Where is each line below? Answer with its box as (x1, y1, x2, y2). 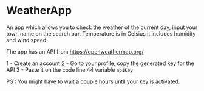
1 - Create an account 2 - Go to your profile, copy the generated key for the (6, 60, 194, 67)
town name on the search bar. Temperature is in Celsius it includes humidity (6, 30, 196, 37)
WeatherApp (6, 4, 72, 17)
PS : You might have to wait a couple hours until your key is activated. (6, 78, 180, 85)
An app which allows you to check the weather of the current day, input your (6, 24, 198, 31)
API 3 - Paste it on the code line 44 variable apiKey (6, 66, 134, 73)
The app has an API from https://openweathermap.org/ (6, 48, 144, 55)
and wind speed (6, 36, 47, 43)
